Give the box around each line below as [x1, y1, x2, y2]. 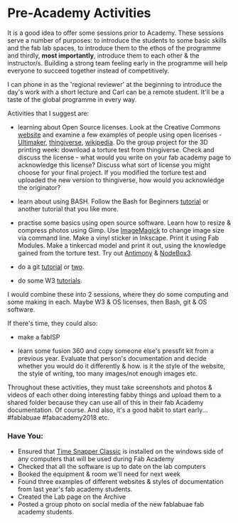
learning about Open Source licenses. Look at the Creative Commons [17, 122, 221, 131]
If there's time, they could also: [7, 319, 98, 327]
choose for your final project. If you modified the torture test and [17, 168, 207, 176]
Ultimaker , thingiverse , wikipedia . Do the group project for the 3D [17, 137, 208, 147]
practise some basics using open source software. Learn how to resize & [17, 218, 231, 227]
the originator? [17, 183, 61, 191]
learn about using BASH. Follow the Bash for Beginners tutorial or [17, 197, 210, 206]
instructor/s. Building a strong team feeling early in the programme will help [7, 58, 228, 67]
